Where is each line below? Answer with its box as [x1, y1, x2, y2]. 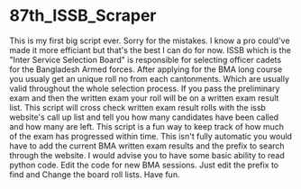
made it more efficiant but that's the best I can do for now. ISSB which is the [9, 44, 291, 55]
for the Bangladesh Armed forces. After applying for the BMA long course [9, 64, 283, 75]
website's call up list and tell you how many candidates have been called [9, 112, 279, 122]
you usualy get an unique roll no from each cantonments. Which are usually [9, 73, 290, 84]
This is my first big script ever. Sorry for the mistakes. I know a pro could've [9, 35, 290, 46]
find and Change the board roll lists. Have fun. [9, 168, 180, 180]
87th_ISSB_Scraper [9, 5, 157, 26]
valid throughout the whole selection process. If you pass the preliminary [9, 83, 280, 94]
